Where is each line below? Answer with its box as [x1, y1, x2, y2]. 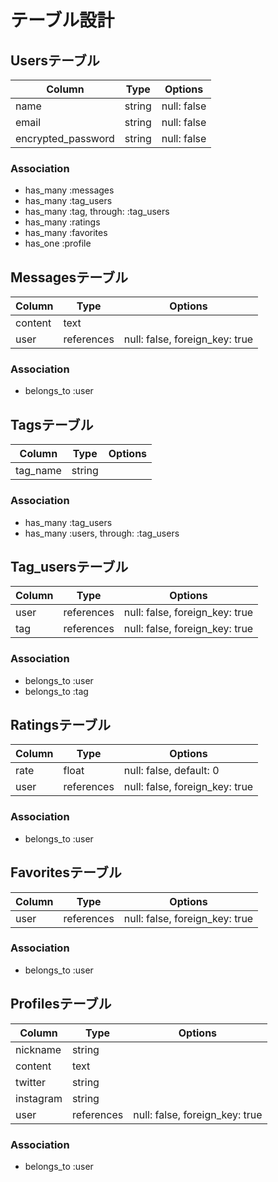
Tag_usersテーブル [10, 558, 129, 575]
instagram [15, 1091, 63, 1105]
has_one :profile [24, 237, 92, 250]
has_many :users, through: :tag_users [24, 527, 180, 539]
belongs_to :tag [24, 685, 89, 697]
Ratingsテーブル [10, 717, 112, 734]
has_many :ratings [24, 216, 101, 228]
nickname [15, 1042, 62, 1056]
